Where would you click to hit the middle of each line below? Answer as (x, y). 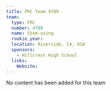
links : (19, 60)
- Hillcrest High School (47, 55)
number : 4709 (27, 28)
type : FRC (23, 22)
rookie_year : (27, 39)
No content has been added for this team (56, 83)
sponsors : (23, 50)
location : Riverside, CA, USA (48, 45)
